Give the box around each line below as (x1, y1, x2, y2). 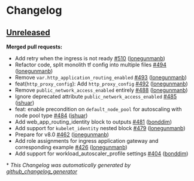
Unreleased (6, 27, 51, 38)
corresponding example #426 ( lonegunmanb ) (14, 144, 128, 151)
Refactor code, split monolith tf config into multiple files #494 (14, 61, 166, 68)
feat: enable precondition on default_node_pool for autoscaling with (14, 106, 182, 112)
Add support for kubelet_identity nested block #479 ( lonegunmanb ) (14, 125, 186, 131)
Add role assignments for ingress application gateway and (14, 137, 159, 144)
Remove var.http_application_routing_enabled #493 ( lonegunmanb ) (14, 74, 187, 81)
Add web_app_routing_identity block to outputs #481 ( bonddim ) (14, 118, 172, 125)
